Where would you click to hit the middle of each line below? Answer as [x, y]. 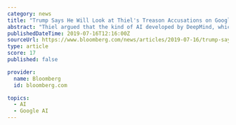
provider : [22, 72]
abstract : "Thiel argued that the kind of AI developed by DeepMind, [111, 27]
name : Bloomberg [37, 79]
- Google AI [31, 111]
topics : [19, 98]
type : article [28, 46]
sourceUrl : [23, 40]
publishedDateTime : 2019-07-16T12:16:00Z [69, 33]
